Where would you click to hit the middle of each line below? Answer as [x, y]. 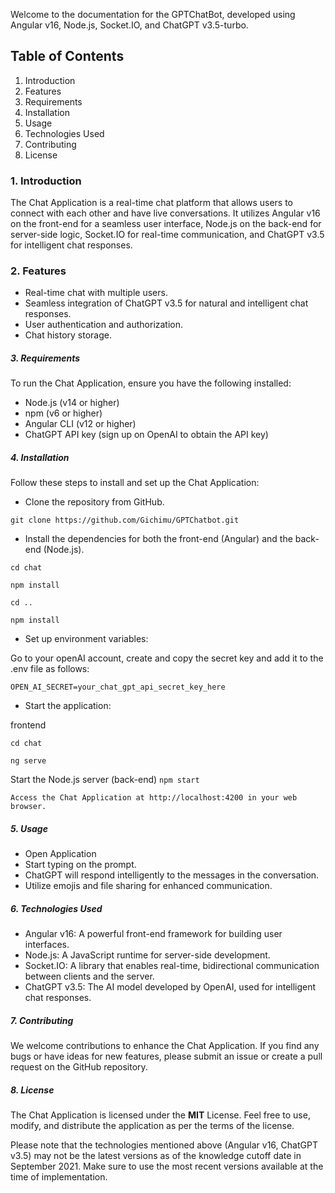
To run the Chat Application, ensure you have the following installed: [151, 383]
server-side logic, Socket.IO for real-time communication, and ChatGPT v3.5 [167, 235]
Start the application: [68, 706]
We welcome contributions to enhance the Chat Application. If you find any [165, 1046]
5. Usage [29, 828]
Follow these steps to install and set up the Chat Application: [135, 483]
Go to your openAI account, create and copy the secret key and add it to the [167, 658]
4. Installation [40, 457]
